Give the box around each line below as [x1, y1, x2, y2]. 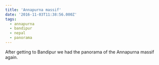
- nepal [9, 30, 26, 35]
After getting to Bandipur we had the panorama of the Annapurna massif [5, 48, 154, 55]
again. [5, 54, 18, 60]
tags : [5, 16, 16, 21]
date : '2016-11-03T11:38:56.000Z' [5, 12, 77, 17]
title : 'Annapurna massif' [5, 7, 61, 12]
